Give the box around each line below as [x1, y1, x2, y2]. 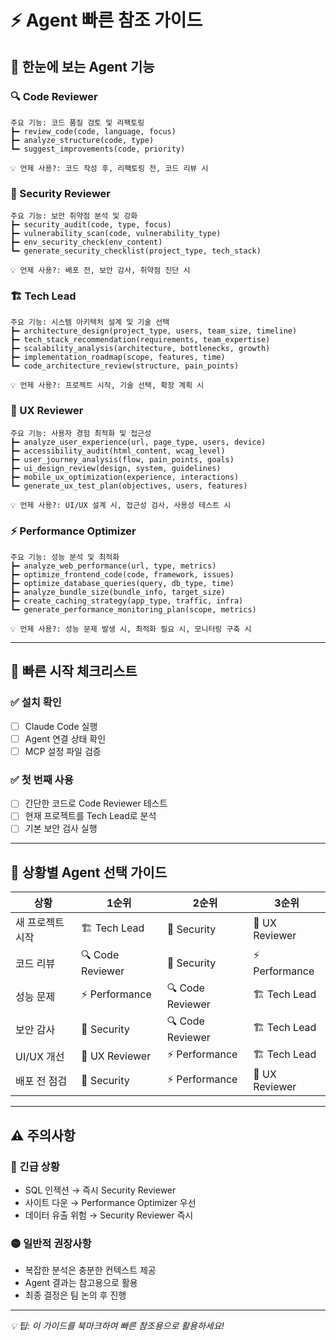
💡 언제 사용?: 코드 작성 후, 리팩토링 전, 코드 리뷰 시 [10, 163, 209, 173]
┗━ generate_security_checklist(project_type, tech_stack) [10, 246, 262, 256]
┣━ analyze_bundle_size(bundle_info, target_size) [10, 587, 226, 598]
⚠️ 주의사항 [10, 1127, 76, 1144]
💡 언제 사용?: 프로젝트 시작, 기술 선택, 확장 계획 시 [10, 381, 205, 391]
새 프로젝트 [15, 916, 65, 930]
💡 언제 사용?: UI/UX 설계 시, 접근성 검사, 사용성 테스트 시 [10, 500, 232, 510]
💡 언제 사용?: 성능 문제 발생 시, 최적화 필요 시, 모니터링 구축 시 [10, 624, 252, 635]
